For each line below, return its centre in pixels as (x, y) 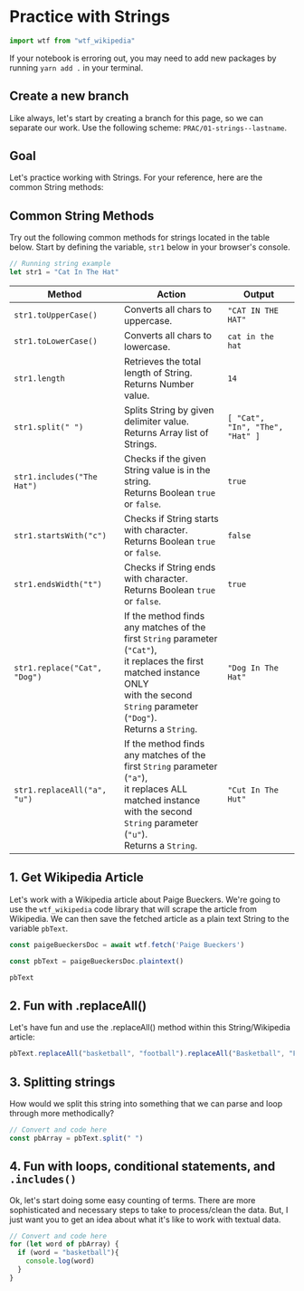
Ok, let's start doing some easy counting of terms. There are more (133, 1200)
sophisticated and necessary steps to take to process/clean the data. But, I (149, 1210)
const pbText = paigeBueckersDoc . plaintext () (96, 961)
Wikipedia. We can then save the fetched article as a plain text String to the (149, 918)
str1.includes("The (56, 477)
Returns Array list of (166, 433)
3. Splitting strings (62, 1082)
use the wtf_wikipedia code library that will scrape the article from (133, 909)
